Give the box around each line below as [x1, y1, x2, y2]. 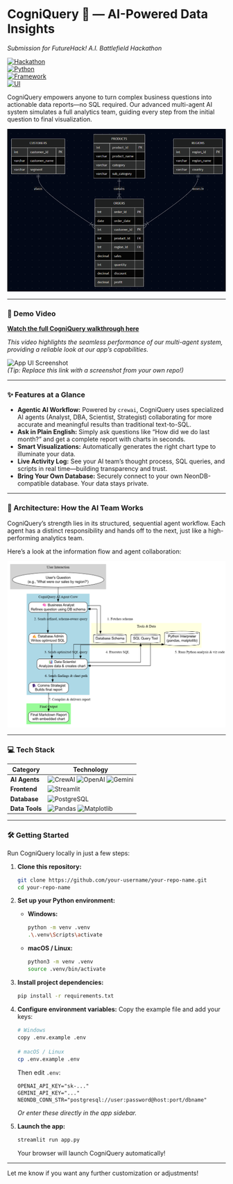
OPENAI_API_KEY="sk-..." [17, 1083, 89, 1090]
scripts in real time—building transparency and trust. [17, 465, 168, 473]
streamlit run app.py [17, 1137, 80, 1144]
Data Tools [10, 804, 42, 812]
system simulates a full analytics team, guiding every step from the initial [7, 108, 215, 116]
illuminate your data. [17, 450, 76, 458]
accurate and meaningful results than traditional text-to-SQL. [17, 420, 192, 429]
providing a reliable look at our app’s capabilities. [7, 345, 149, 354]
